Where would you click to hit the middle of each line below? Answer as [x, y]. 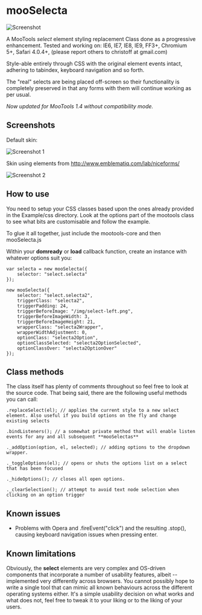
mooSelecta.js [24, 239]
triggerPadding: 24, [43, 306]
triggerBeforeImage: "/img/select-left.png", [75, 311]
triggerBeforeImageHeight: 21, [56, 322]
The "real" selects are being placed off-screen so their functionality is [93, 82]
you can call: [22, 399]
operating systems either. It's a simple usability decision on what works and [100, 594]
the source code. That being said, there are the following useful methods [97, 393]
